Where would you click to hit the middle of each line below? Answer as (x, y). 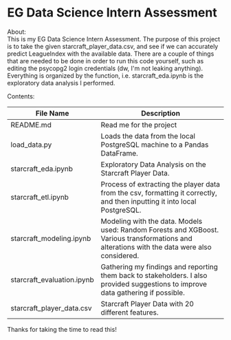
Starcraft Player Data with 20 (147, 304)
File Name (52, 113)
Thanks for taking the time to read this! (62, 329)
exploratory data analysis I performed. (61, 83)
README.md (31, 125)
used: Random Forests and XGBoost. (160, 230)
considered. (120, 255)
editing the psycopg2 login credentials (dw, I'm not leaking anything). (105, 68)
